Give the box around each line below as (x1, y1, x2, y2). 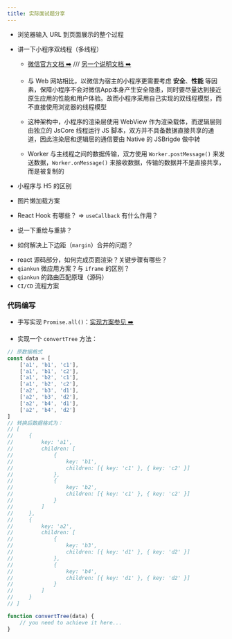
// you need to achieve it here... (19, 619, 123, 626)
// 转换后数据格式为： (7, 420, 64, 426)
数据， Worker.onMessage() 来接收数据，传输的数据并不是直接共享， (33, 158, 225, 167)
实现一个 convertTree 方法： (17, 334, 98, 342)
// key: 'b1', (7, 458, 98, 465)
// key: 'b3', (7, 542, 98, 549)
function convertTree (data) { (7, 613, 95, 620)
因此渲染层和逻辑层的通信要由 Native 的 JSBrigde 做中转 (39, 135, 201, 143)
